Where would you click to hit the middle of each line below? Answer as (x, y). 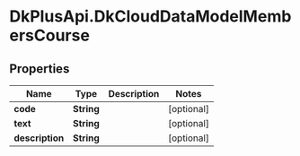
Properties (40, 69)
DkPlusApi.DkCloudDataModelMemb (150, 17)
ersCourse (49, 35)
